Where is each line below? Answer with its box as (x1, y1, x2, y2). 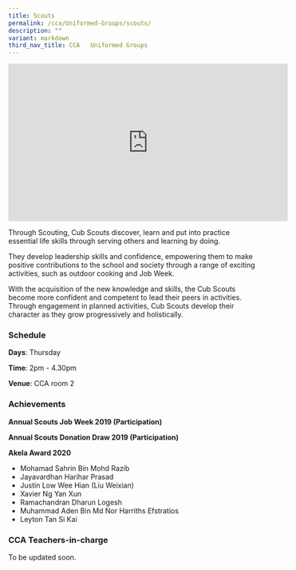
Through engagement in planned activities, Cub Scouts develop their (8, 301, 235, 311)
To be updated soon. (8, 552, 77, 562)
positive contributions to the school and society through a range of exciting (8, 261, 255, 270)
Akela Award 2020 (8, 448, 72, 457)
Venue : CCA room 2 (8, 379, 75, 389)
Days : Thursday (8, 348, 61, 357)
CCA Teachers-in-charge (8, 534, 109, 545)
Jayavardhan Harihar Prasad (19, 472, 114, 481)
